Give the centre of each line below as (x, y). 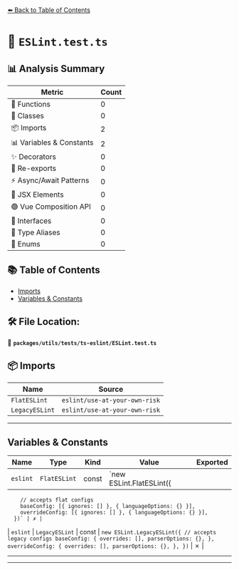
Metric (52, 92)
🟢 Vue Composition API (51, 207)
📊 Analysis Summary (56, 69)
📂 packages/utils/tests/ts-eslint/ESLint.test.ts (82, 342)
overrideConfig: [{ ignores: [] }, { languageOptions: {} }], (114, 513)
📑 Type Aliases (36, 232)
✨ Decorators (34, 157)
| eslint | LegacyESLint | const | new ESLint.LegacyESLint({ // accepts (112, 532)
